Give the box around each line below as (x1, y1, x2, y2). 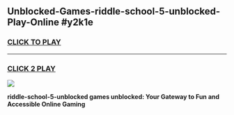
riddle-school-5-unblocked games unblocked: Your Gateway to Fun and (7, 92, 220, 100)
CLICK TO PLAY (7, 38, 61, 47)
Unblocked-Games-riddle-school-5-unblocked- (7, 6, 221, 17)
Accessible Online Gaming (7, 100, 86, 108)
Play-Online (7, 17, 59, 29)
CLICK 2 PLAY (7, 63, 56, 73)
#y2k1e (61, 17, 94, 29)
